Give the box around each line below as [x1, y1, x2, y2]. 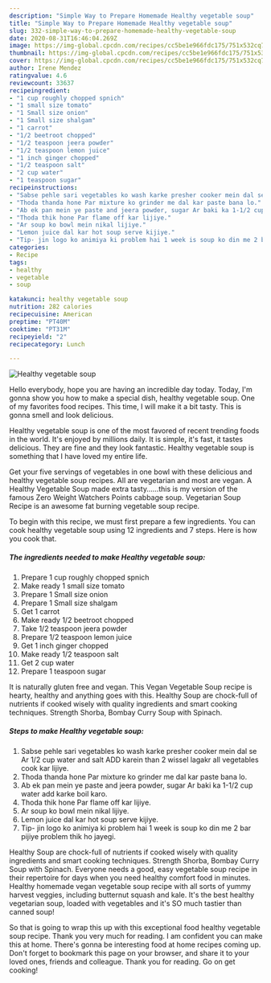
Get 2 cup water [20, 658, 75, 668]
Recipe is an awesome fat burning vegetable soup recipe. [9, 502, 200, 511]
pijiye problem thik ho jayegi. [20, 832, 116, 842]
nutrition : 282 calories [9, 303, 92, 311]
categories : [9, 244, 49, 252]
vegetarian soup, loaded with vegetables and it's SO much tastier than [9, 899, 242, 908]
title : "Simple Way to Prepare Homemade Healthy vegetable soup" [9, 19, 232, 27]
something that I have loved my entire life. [9, 452, 148, 461]
